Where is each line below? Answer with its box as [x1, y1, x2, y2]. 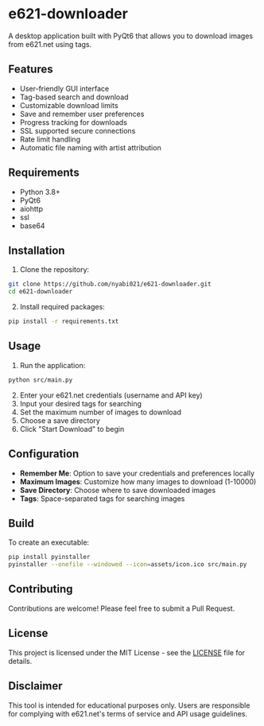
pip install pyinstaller [8, 553, 91, 561]
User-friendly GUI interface [19, 83, 110, 93]
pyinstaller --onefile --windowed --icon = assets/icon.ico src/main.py [8, 561, 247, 569]
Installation [8, 243, 65, 257]
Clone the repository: [19, 265, 90, 274]
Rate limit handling [19, 134, 81, 144]
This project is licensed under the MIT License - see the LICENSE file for [8, 647, 245, 657]
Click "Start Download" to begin [19, 424, 125, 433]
